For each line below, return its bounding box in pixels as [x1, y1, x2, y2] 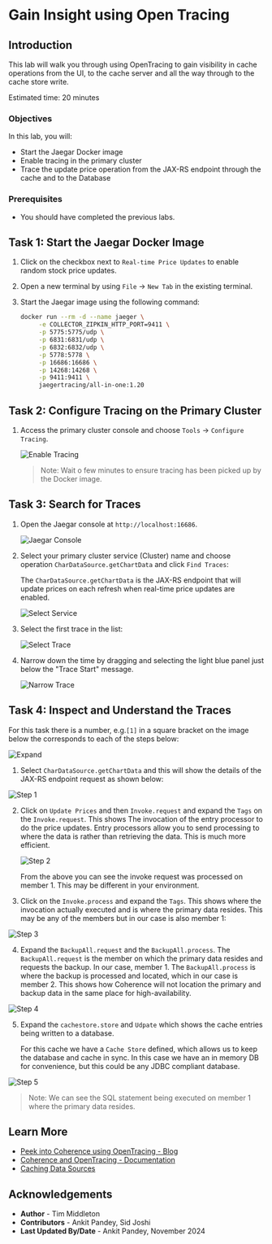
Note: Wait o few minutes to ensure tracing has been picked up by [40, 465, 261, 475]
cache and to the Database [19, 173, 111, 183]
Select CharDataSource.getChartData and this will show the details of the [19, 765, 262, 775]
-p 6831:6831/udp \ [38, 336, 105, 344]
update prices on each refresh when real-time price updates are [19, 583, 235, 593]
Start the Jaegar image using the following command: [19, 297, 201, 307]
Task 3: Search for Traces [8, 498, 141, 512]
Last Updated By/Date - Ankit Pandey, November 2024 [19, 1226, 205, 1236]
